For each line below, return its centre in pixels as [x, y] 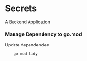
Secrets [21, 8]
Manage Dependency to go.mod [43, 34]
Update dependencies [27, 45]
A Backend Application [28, 22]
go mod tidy [26, 54]
